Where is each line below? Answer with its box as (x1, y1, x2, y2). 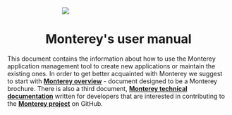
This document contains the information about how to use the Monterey (7, 54, 216, 63)
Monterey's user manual (45, 31, 192, 47)
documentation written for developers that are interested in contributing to (7, 92, 226, 100)
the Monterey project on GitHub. (7, 99, 104, 108)
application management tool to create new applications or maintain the (7, 61, 216, 70)
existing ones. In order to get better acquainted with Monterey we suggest (7, 69, 223, 78)
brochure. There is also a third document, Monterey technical (7, 84, 188, 92)
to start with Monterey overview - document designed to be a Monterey (7, 77, 217, 85)
